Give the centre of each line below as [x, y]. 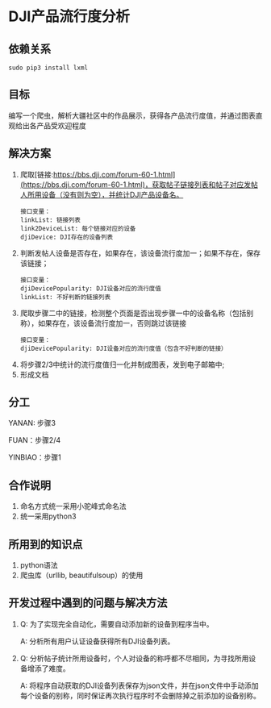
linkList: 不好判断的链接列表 [65, 297]
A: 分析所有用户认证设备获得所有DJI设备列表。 [97, 641]
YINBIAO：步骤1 [35, 457]
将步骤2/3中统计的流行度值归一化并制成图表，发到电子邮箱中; [122, 364]
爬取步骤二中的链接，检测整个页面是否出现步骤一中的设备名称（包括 [133, 313]
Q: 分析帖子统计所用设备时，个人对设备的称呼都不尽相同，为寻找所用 [134, 658]
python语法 [39, 565]
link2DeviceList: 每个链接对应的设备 [78, 228]
